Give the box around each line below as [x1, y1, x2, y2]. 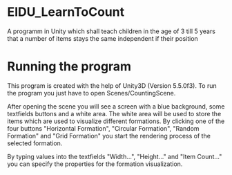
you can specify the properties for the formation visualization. [7, 160, 183, 168]
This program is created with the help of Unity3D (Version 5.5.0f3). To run [7, 81, 217, 90]
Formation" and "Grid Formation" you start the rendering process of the [7, 131, 211, 140]
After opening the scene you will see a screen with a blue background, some [7, 102, 225, 111]
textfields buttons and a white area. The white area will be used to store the [7, 109, 222, 118]
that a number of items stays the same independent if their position [7, 34, 198, 42]
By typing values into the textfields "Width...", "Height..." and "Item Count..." [7, 152, 222, 160]
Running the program [7, 59, 132, 75]
